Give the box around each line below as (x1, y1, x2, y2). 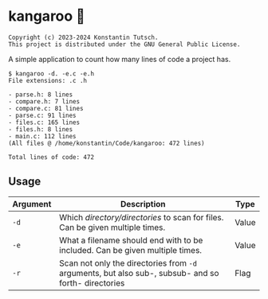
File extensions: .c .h (8, 76, 88, 84)
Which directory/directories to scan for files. (59, 212, 224, 223)
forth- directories (59, 278, 125, 289)
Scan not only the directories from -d (59, 258, 198, 269)
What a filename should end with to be (59, 235, 203, 246)
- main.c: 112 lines (8, 132, 77, 140)
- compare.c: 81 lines (8, 104, 84, 112)
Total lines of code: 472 (8, 153, 94, 161)
